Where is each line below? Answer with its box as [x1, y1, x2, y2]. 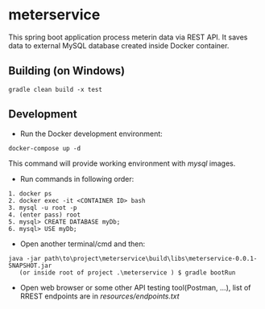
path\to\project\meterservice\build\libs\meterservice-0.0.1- [43, 254, 258, 262]
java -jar [8, 254, 42, 262]
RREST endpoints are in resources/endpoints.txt [19, 291, 180, 301]
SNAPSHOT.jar [8, 262, 52, 270]
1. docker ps [8, 189, 52, 198]
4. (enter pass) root [8, 211, 81, 219]
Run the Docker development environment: [19, 129, 163, 138]
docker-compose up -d [8, 144, 81, 152]
